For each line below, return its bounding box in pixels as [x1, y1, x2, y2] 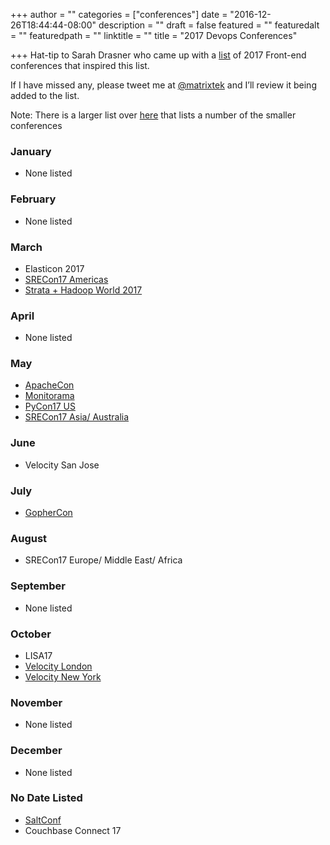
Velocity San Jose [24, 459, 100, 471]
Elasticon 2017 [24, 262, 85, 274]
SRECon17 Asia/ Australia [24, 411, 130, 423]
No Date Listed [10, 791, 83, 805]
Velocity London [24, 660, 93, 672]
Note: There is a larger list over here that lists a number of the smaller [10, 109, 297, 121]
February [10, 192, 57, 206]
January [10, 144, 52, 158]
